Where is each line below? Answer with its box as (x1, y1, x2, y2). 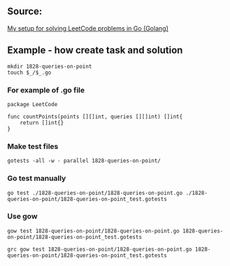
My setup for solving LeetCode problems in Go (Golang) (7, 24, 169, 32)
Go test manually (7, 174, 66, 184)
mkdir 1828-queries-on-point (7, 63, 92, 70)
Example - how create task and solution (7, 45, 183, 57)
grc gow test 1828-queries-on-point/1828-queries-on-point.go (7, 246, 192, 253)
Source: (7, 6, 43, 17)
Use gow (7, 212, 38, 221)
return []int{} (20, 119, 64, 126)
